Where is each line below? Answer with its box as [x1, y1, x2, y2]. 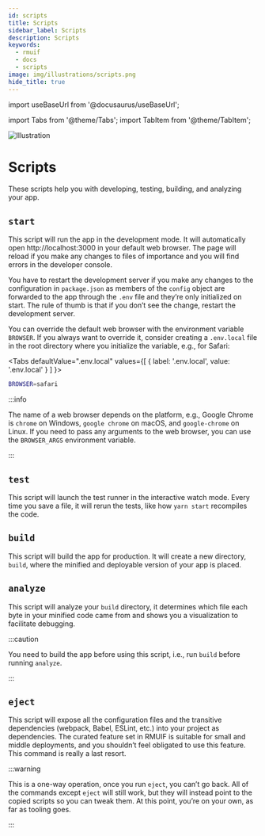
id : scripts [8, 11, 47, 20]
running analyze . [8, 658, 62, 667]
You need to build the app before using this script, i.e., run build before [8, 649, 240, 658]
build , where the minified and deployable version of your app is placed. [8, 559, 242, 569]
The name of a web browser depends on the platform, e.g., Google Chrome [8, 410, 254, 420]
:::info [8, 395, 27, 404]
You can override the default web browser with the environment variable [8, 324, 244, 334]
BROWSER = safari [8, 380, 59, 388]
